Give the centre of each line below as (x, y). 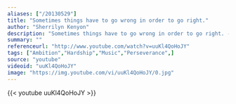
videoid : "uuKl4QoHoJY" (42, 66)
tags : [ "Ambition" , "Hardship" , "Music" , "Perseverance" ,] (91, 53)
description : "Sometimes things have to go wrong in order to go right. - (119, 33)
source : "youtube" (34, 60)
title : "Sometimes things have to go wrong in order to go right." (108, 20)
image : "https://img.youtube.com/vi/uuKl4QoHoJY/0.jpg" (91, 72)
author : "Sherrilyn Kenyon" (48, 27)
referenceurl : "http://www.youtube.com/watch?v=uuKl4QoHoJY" (99, 46)
